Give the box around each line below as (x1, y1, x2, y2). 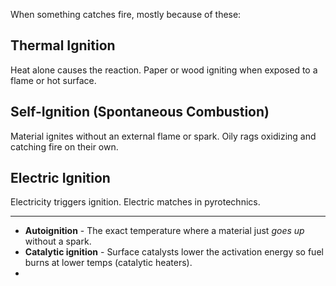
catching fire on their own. (10, 140, 119, 153)
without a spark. (24, 235, 92, 248)
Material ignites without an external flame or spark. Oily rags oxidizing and (10, 130, 317, 142)
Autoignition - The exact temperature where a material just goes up (24, 225, 305, 237)
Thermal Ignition (10, 37, 116, 54)
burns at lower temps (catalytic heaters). (24, 257, 193, 269)
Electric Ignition (10, 170, 111, 187)
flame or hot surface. (10, 74, 97, 86)
